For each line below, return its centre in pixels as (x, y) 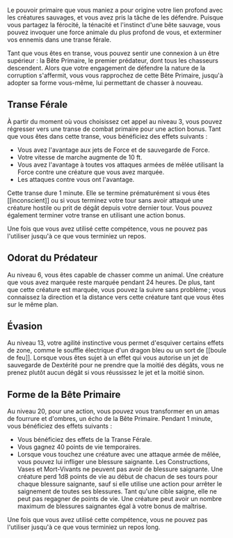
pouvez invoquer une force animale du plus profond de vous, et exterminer (114, 32)
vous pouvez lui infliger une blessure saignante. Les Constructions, (113, 462)
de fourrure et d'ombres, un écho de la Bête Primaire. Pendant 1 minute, (110, 419)
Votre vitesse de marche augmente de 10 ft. (80, 157)
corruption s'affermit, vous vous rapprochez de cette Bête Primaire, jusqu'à (115, 75)
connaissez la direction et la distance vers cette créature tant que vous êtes (116, 297)
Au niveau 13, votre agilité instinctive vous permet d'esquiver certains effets (116, 343)
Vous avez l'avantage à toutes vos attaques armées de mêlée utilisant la (120, 164)
